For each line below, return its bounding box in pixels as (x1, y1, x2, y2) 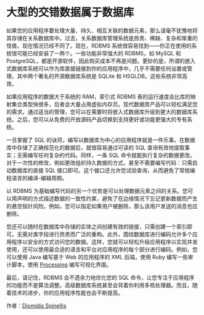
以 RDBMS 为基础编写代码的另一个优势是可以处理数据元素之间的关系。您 (6, 187, 188, 195)
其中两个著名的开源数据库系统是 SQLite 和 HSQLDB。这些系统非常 (16, 72, 182, 80)
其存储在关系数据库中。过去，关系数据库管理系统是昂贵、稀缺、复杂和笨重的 (6, 34, 198, 41)
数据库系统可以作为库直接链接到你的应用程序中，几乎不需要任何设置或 (11, 64, 187, 72)
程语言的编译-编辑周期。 (6, 174, 68, 181)
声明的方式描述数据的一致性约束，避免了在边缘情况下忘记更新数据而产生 (16, 195, 198, 202)
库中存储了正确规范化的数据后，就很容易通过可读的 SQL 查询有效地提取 (6, 144, 185, 151)
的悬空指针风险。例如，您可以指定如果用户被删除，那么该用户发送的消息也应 (6, 202, 198, 210)
